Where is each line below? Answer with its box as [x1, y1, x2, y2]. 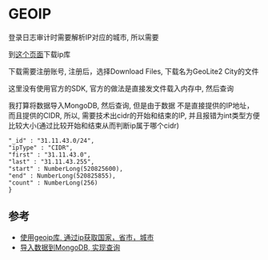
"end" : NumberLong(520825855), [8, 172, 116, 180]
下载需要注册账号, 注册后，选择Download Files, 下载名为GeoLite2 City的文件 [8, 66, 259, 76]
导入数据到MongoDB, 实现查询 [19, 242, 121, 252]
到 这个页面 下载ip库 [8, 49, 70, 59]
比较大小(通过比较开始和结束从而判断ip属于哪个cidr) [8, 120, 180, 130]
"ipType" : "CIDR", [8, 144, 74, 152]
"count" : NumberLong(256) [8, 178, 98, 187]
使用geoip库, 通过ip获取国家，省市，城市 [19, 232, 154, 242]
